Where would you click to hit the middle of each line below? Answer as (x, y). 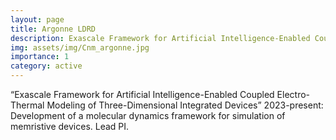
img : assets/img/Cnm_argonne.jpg (80, 47)
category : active (46, 66)
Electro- (293, 94)
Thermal (27, 105)
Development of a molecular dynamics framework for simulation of (148, 115)
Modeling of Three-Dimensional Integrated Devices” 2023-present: (185, 105)
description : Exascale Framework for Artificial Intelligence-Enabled (160, 38)
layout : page (37, 19)
